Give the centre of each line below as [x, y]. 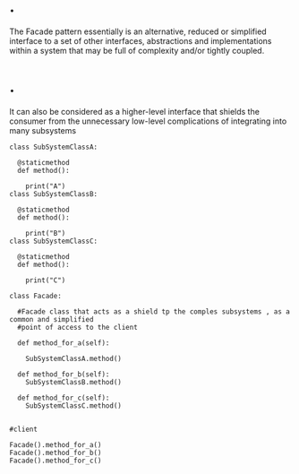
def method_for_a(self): [64, 343]
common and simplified [51, 319]
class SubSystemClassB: [54, 194]
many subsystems [43, 130]
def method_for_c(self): [64, 398]
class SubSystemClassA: [54, 147]
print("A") [46, 186]
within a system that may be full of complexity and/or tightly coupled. [137, 50]
